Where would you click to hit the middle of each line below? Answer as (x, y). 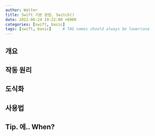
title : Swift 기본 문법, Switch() (40, 15)
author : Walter (21, 10)
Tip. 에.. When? (30, 127)
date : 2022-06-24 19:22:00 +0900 (41, 19)
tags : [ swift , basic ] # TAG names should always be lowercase (77, 29)
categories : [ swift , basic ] (35, 24)
